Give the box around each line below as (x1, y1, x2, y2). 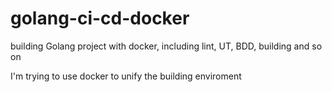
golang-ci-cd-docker (10, 7, 190, 30)
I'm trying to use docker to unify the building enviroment (10, 70, 242, 82)
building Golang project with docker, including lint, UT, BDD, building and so (10, 40, 323, 52)
